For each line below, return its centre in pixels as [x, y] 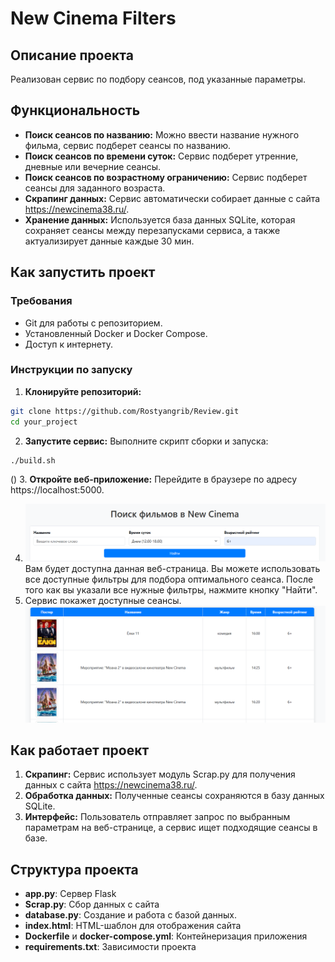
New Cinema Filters [93, 18]
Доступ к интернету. [68, 344]
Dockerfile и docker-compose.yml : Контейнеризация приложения [166, 936]
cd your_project [44, 422]
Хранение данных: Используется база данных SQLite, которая [160, 219]
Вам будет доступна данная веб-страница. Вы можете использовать [172, 568]
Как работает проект [80, 750]
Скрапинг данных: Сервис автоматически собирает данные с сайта [172, 198]
